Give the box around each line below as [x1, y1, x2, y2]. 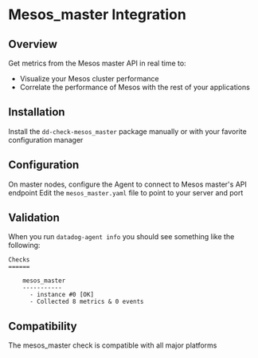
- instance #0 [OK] [29, 291, 94, 299]
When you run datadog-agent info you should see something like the [8, 232, 235, 242]
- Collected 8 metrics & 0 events [29, 297, 145, 306]
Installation [8, 105, 65, 119]
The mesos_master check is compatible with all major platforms [8, 340, 217, 350]
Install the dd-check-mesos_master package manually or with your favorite [8, 126, 247, 136]
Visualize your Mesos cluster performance [19, 74, 159, 83]
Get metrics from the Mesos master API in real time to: [8, 58, 186, 68]
